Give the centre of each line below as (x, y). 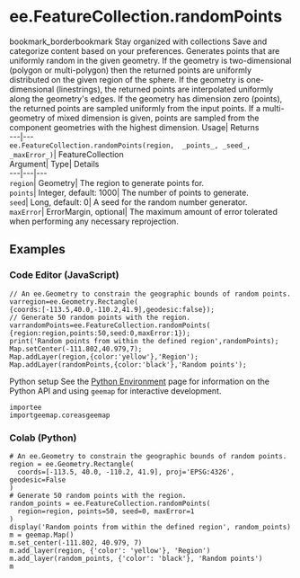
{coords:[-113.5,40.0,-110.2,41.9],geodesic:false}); (112, 309)
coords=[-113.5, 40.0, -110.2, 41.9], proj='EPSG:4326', (126, 472)
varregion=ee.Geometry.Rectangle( (74, 302)
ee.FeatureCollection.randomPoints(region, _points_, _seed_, (130, 146)
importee (26, 407)
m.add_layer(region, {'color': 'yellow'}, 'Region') (110, 550)
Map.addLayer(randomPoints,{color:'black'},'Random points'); (128, 365)
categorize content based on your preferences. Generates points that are (145, 50)
